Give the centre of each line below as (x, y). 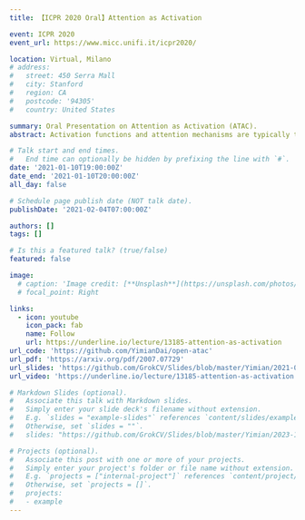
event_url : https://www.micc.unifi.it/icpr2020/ (103, 43)
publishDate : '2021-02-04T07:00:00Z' (81, 210)
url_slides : (32, 368)
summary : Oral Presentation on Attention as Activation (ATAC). (133, 126)
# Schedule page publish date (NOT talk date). (101, 201)
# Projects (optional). (54, 451)
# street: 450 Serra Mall (63, 76)
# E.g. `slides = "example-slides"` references (105, 418)
